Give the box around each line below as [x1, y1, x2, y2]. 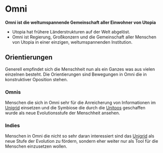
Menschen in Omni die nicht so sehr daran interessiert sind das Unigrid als [5, 133, 155, 139]
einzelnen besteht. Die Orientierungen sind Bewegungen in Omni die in [5, 71, 147, 77]
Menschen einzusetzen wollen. [5, 143, 67, 149]
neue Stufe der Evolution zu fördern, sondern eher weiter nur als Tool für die [5, 138, 158, 144]
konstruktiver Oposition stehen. [5, 76, 68, 82]
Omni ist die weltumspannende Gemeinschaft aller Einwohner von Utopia [5, 19, 156, 25]
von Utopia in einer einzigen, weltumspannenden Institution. [12, 39, 133, 45]
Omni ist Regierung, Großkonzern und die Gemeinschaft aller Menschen [12, 34, 157, 40]
